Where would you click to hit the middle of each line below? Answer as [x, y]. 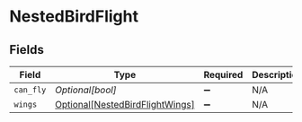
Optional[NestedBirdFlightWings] [125, 105]
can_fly [30, 90]
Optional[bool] [86, 90]
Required [223, 75]
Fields [27, 50]
